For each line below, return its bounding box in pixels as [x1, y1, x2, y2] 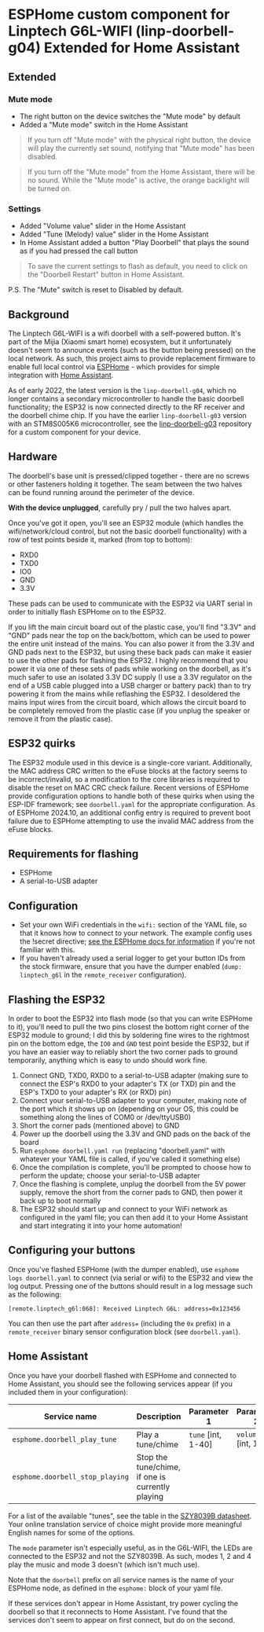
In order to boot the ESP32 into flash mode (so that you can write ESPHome [8, 1014, 253, 1023]
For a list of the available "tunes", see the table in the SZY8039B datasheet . [8, 1511, 252, 1520]
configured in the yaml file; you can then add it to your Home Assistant [19, 1212, 249, 1223]
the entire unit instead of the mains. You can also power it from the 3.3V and [8, 639, 255, 648]
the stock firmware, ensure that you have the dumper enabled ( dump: [19, 962, 242, 971]
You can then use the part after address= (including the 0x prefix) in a [8, 1318, 231, 1328]
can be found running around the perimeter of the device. [8, 487, 195, 497]
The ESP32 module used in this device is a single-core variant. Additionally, [8, 757, 253, 767]
